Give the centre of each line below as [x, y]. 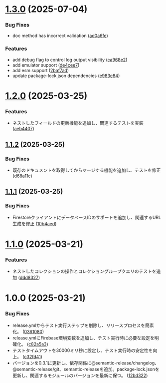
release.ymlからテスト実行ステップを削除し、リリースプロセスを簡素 [83, 325]
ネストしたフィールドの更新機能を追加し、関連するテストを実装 [78, 123]
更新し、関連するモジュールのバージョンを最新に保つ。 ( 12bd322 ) [80, 375]
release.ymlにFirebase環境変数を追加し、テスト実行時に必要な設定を [83, 338]
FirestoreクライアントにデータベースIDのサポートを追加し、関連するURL [87, 217]
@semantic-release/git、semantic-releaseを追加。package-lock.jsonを [86, 369]
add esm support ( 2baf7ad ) [40, 70]
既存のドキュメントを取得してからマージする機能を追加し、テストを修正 [86, 170]
